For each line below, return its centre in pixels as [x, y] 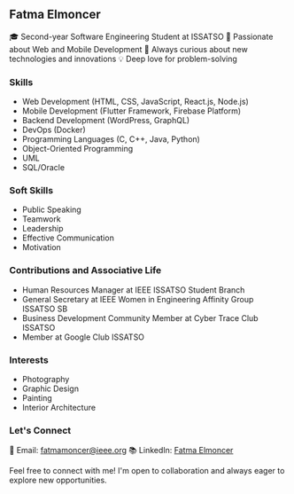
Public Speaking [51, 210]
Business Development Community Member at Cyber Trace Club [140, 318]
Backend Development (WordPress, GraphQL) [106, 121]
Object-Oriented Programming [77, 149]
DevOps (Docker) [54, 130]
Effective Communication [68, 238]
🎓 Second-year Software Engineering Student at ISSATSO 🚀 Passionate [141, 36]
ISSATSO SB [45, 309]
